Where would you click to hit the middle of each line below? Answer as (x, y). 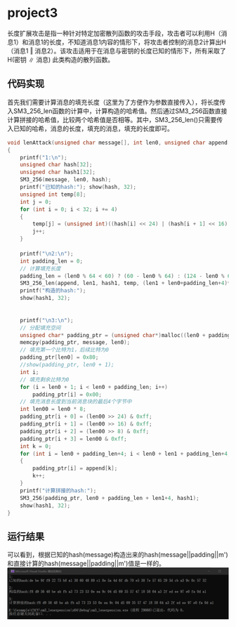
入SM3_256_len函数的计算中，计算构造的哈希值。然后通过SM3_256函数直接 (117, 111)
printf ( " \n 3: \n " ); (47, 320)
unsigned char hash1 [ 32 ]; (58, 172)
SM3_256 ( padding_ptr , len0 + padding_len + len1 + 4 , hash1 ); (110, 498)
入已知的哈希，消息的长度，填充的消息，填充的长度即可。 (90, 128)
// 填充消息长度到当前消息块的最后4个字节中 (76, 402)
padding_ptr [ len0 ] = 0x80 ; (59, 357)
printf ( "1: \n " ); (44, 157)
